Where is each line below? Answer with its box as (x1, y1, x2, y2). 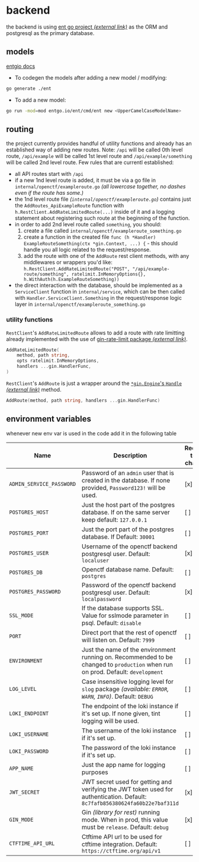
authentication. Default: (82, 792, 147, 801)
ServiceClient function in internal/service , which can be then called (14, 288, 185, 295)
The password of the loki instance (82, 743, 176, 752)
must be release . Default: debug (82, 823, 169, 831)
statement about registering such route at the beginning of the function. (14, 214, 190, 222)
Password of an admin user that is (82, 469, 175, 477)
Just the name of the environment (82, 645, 176, 653)
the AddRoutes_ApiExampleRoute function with (14, 202, 124, 209)
